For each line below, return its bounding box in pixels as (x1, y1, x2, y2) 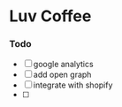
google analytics (33, 59, 95, 70)
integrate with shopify (33, 80, 113, 90)
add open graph (33, 69, 92, 80)
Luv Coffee (9, 6, 92, 27)
